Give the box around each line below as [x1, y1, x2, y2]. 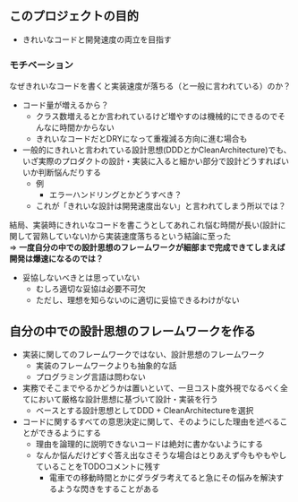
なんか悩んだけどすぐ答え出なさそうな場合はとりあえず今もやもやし [35, 449, 287, 460]
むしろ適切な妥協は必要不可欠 [35, 283, 146, 294]
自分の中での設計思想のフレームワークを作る [9, 324, 257, 339]
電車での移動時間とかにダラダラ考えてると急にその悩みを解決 [48, 472, 277, 482]
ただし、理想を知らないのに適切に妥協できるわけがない [35, 295, 240, 306]
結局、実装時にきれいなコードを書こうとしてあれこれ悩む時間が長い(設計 [9, 220, 279, 230]
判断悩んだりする [38, 167, 101, 177]
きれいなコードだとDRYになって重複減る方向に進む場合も [35, 134, 248, 144]
